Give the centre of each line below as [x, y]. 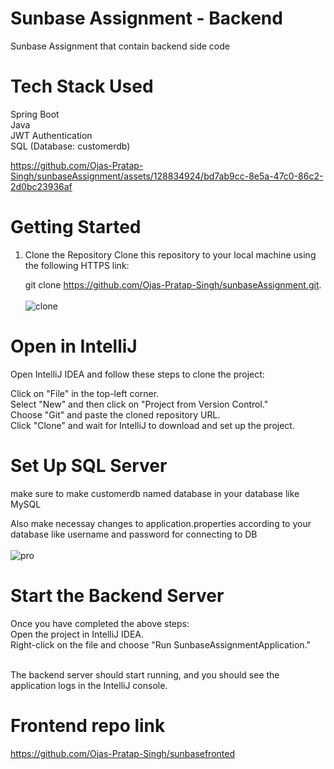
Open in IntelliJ [74, 346]
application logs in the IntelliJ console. [89, 685]
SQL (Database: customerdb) [70, 146]
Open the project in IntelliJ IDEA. [77, 634]
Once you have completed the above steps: [100, 623]
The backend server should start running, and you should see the [145, 674]
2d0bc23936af [41, 186]
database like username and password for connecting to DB [134, 534]
